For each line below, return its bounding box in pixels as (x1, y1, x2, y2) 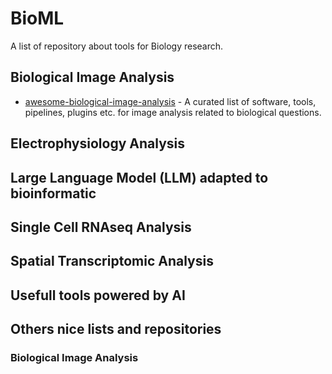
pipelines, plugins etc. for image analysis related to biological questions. (24, 106, 322, 118)
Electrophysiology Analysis (10, 135, 186, 152)
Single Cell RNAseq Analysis (10, 218, 192, 236)
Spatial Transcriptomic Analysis (10, 253, 214, 270)
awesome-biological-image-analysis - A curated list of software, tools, (24, 95, 317, 107)
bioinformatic (10, 185, 97, 202)
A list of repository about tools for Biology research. (10, 40, 224, 52)
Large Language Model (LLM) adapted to (10, 169, 269, 186)
